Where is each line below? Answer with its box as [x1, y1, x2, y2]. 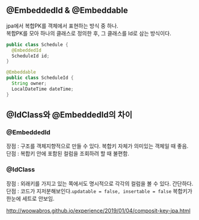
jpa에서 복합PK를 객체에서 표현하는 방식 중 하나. [6, 22, 118, 29]
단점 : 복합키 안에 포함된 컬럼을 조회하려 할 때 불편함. [6, 150, 129, 157]
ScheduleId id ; [11, 53, 50, 59]
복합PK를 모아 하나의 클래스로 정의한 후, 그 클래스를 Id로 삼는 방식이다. [6, 29, 171, 37]
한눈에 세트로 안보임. [6, 195, 55, 202]
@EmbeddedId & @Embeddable [6, 5, 128, 16]
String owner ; [11, 81, 47, 87]
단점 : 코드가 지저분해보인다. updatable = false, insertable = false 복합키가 [6, 187, 192, 195]
